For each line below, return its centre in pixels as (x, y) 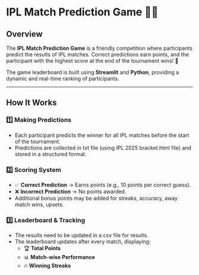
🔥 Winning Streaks (47, 266)
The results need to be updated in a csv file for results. (81, 235)
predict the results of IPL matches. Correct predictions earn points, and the (98, 55)
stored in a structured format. (51, 154)
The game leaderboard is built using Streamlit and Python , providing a (93, 72)
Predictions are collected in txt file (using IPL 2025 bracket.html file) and (103, 148)
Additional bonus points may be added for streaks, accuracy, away (96, 198)
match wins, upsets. (39, 204)
